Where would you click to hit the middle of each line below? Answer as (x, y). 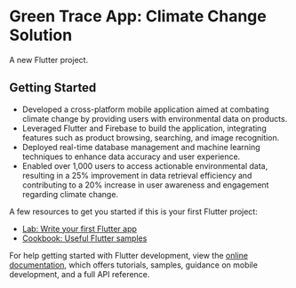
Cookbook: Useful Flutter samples (84, 238)
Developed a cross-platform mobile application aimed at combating (145, 109)
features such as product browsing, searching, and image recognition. (151, 137)
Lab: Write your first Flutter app (80, 228)
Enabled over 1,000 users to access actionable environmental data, (145, 165)
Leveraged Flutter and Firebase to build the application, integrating (144, 128)
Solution (41, 35)
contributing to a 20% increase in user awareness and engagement (145, 185)
